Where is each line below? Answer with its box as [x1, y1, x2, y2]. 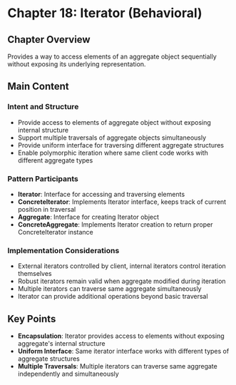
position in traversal [17, 205, 76, 213]
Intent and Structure [7, 102, 79, 112]
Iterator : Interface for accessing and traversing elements [17, 190, 185, 198]
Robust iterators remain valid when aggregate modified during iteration [17, 277, 226, 286]
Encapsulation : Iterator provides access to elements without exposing [17, 332, 225, 340]
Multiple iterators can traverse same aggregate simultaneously [17, 284, 202, 293]
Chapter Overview [7, 34, 91, 46]
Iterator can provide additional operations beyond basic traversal [17, 292, 208, 301]
